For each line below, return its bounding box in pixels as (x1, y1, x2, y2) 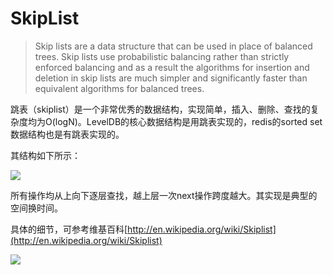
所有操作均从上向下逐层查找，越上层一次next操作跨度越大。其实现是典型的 (10, 189, 318, 201)
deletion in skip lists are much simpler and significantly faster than (34, 72, 308, 84)
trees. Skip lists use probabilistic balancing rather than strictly (34, 50, 290, 62)
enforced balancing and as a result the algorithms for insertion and (34, 61, 310, 73)
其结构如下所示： (10, 149, 81, 161)
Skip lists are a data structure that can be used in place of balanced (34, 40, 313, 52)
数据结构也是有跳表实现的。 (10, 128, 125, 140)
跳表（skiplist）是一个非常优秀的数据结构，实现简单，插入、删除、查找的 (10, 103, 311, 115)
